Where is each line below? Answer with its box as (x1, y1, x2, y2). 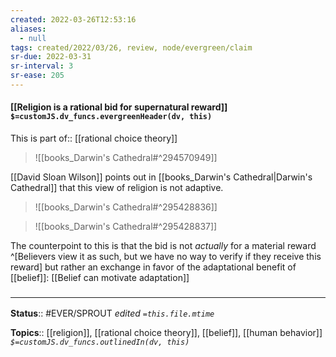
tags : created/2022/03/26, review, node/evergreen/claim (10, 42, 253, 53)
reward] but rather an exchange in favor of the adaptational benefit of (10, 261, 297, 273)
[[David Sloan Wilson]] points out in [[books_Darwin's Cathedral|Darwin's (10, 171, 313, 183)
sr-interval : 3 (10, 61, 74, 71)
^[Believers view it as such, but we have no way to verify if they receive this (10, 251, 322, 263)
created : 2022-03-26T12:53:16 (10, 14, 137, 25)
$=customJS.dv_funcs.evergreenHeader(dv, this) (10, 112, 213, 122)
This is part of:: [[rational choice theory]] (10, 132, 178, 145)
